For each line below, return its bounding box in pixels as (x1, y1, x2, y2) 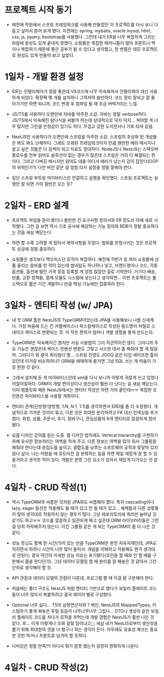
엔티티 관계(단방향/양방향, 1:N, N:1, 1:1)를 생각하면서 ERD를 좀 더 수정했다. (11, 403, 153, 409)
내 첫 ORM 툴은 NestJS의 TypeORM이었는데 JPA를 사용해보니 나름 (11, 317, 141, 323)
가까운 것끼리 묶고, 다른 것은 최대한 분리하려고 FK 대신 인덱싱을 (28, 409, 149, 415)
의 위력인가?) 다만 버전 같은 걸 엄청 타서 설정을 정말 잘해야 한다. (11, 164, 133, 170)
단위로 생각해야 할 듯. (11, 564, 52, 570)
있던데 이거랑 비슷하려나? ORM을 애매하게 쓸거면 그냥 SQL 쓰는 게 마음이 (11, 358, 151, 364)
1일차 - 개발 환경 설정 (4, 72, 84, 82)
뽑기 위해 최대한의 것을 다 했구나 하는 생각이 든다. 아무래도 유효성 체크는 (11, 626, 149, 632)
